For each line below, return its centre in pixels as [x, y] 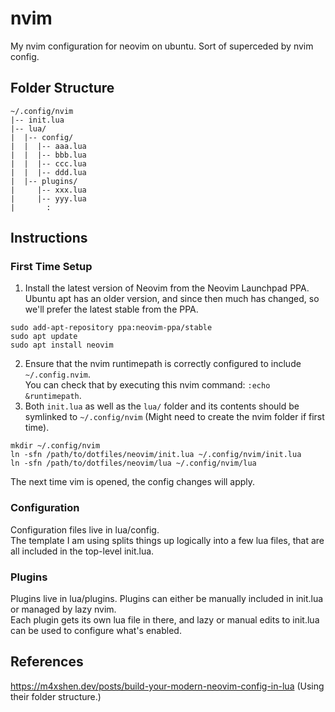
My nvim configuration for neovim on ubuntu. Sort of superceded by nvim [162, 46]
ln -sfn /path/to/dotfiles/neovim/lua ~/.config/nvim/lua [133, 463]
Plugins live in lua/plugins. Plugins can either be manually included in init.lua [167, 599]
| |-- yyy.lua [48, 198]
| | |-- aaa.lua [48, 146]
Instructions [49, 238]
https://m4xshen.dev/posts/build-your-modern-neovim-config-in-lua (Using [167, 686]
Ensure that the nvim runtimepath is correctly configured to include [163, 364]
